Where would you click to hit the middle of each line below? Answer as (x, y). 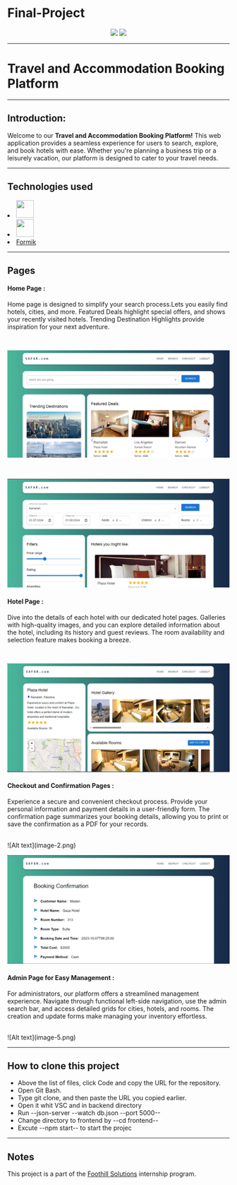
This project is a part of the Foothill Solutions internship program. (102, 1174)
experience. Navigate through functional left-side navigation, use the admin (117, 1001)
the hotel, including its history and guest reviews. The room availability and (116, 632)
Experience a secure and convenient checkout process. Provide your (108, 801)
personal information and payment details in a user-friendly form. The (109, 809)
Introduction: (37, 118)
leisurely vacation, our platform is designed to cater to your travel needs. (113, 158)
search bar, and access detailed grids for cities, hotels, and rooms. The (110, 1008)
